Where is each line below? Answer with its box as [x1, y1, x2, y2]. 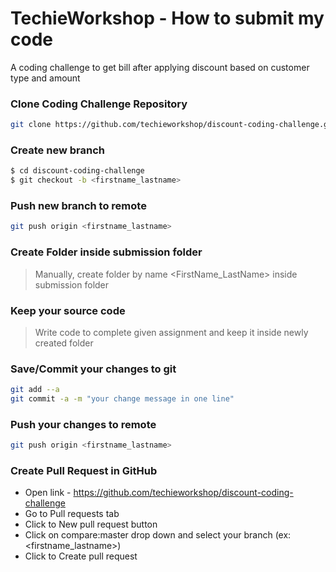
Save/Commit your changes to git [10, 362, 177, 376]
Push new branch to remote [10, 199, 147, 213]
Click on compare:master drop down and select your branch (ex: [24, 529, 292, 541]
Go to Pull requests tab [24, 508, 120, 520]
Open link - [24, 487, 72, 499]
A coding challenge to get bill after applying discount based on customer [10, 61, 310, 73]
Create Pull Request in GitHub [10, 464, 158, 478]
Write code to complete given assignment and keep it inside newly [34, 326, 309, 338]
